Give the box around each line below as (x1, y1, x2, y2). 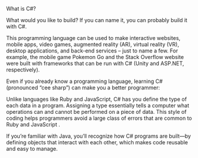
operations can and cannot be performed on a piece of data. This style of (6, 109, 187, 115)
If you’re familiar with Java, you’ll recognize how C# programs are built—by (6, 132, 191, 140)
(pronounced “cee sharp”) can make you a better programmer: (6, 84, 160, 91)
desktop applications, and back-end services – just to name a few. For (6, 47, 178, 54)
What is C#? (6, 5, 36, 12)
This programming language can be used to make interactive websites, (6, 35, 181, 41)
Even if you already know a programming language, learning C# (6, 78, 163, 85)
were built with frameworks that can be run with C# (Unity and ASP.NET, (6, 60, 184, 67)
